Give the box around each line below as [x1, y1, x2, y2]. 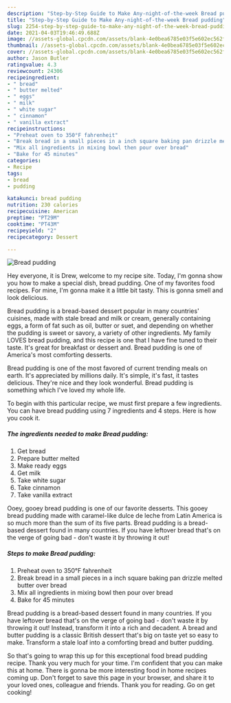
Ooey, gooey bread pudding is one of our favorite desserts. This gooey [7, 504, 208, 512]
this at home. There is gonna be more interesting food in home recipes [7, 667, 207, 675]
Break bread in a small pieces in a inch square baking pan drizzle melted [16, 574, 223, 582]
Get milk [16, 469, 41, 477]
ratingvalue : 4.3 [7, 61, 57, 68]
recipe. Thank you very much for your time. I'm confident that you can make [7, 659, 223, 667]
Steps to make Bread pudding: [7, 549, 96, 557]
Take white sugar [16, 476, 67, 485]
